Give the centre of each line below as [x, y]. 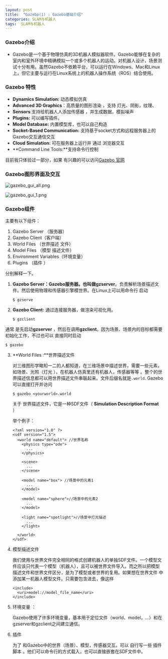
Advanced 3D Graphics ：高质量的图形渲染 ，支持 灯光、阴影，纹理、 [85, 105]
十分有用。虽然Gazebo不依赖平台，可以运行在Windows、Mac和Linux [89, 67]
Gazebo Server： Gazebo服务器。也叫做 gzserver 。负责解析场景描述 [83, 284]
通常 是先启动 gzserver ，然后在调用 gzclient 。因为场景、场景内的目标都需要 [84, 330]
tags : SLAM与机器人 [25, 24]
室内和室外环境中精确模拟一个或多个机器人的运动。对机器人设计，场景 [85, 60]
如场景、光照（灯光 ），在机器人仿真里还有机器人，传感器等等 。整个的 [85, 372]
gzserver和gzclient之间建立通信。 [47, 624]
